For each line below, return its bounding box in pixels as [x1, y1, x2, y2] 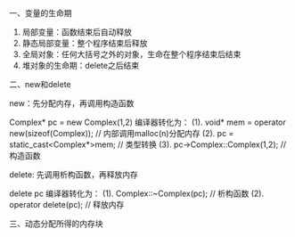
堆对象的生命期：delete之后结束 [21, 61, 140, 70]
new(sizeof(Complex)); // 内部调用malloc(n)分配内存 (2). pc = [9, 128, 234, 138]
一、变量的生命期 [9, 8, 72, 18]
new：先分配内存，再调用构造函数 [9, 98, 135, 109]
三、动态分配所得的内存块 [9, 218, 103, 229]
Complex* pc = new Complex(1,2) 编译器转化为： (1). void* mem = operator [9, 117, 287, 127]
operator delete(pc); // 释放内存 [9, 200, 125, 209]
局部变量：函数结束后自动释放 [21, 27, 132, 37]
